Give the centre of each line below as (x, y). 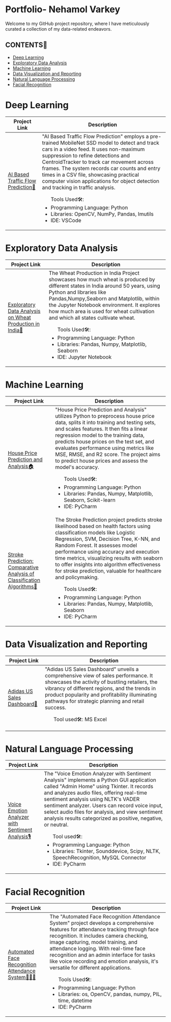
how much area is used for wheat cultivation (102, 311)
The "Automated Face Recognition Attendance (105, 917)
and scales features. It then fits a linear (102, 429)
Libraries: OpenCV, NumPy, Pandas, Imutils (102, 214)
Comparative (23, 567)
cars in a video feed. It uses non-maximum (93, 149)
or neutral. (56, 825)
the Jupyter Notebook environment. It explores (104, 305)
